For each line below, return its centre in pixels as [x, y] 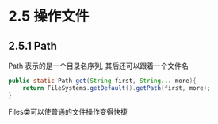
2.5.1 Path [33, 45]
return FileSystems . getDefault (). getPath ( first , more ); [117, 88]
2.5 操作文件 [49, 16]
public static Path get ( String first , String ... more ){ [102, 81]
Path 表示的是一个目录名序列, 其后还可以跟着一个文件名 [98, 66]
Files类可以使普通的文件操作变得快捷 [68, 111]
